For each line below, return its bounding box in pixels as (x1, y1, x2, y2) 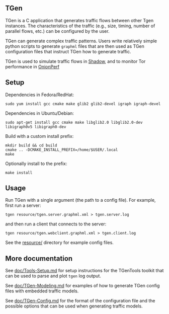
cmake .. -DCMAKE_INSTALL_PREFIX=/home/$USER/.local (5, 147, 118, 152)
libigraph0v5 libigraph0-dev (5, 124, 66, 129)
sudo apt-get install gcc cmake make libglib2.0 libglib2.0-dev (5, 120, 143, 125)
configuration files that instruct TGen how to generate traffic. (5, 48, 132, 54)
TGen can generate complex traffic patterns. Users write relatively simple (5, 38, 157, 44)
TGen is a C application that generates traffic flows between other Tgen (5, 17, 154, 23)
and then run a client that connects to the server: (5, 221, 107, 227)
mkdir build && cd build (5, 143, 57, 148)
